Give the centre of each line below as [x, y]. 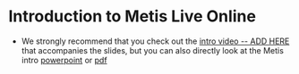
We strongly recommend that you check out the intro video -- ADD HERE [155, 41]
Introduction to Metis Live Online [132, 16]
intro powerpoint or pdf [64, 60]
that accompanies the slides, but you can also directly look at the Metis [152, 50]
